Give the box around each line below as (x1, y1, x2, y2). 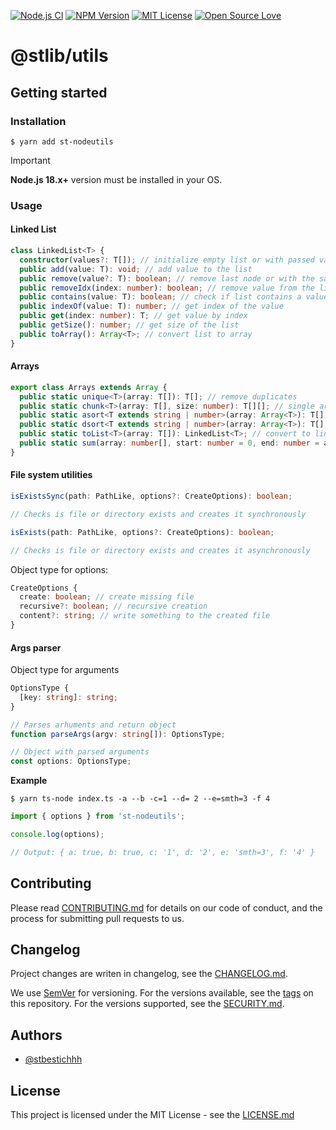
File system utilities (10, 469, 93, 481)
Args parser (10, 641, 62, 654)
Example (10, 775, 48, 787)
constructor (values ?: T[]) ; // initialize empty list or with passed (19, 255, 315, 265)
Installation (10, 114, 67, 128)
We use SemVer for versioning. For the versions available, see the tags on (10, 987, 314, 999)
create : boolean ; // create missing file (19, 592, 195, 602)
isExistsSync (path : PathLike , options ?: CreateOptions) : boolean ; (10, 491, 293, 502)
